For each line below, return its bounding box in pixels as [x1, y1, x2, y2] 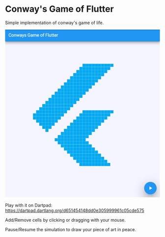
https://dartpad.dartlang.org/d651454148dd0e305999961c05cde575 [5, 207, 144, 213]
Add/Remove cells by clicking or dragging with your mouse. [5, 217, 126, 223]
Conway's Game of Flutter [5, 3, 114, 15]
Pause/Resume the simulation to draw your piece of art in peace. [5, 226, 137, 232]
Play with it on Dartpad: [5, 202, 53, 208]
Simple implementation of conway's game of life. [5, 20, 104, 26]
